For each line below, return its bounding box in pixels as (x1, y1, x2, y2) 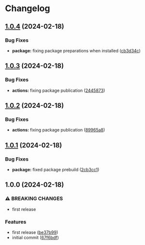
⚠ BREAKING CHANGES (5, 195, 63, 202)
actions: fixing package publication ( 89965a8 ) (12, 127, 105, 133)
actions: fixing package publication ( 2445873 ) (12, 87, 105, 93)
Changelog (5, 3, 50, 14)
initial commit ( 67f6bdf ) (12, 234, 59, 240)
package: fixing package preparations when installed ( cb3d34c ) (12, 48, 141, 53)
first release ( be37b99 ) (12, 229, 58, 235)
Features (5, 218, 27, 225)
